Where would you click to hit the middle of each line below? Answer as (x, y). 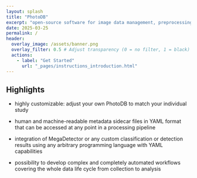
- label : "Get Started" (46, 60)
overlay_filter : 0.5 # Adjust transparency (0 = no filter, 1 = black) (101, 50)
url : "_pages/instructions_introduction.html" (79, 66)
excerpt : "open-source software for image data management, (81, 22)
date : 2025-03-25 (27, 28)
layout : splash (25, 11)
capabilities (28, 151)
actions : (22, 55)
